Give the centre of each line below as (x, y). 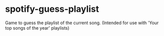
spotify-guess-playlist (52, 9)
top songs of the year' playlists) (37, 28)
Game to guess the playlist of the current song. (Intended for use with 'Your (82, 23)
